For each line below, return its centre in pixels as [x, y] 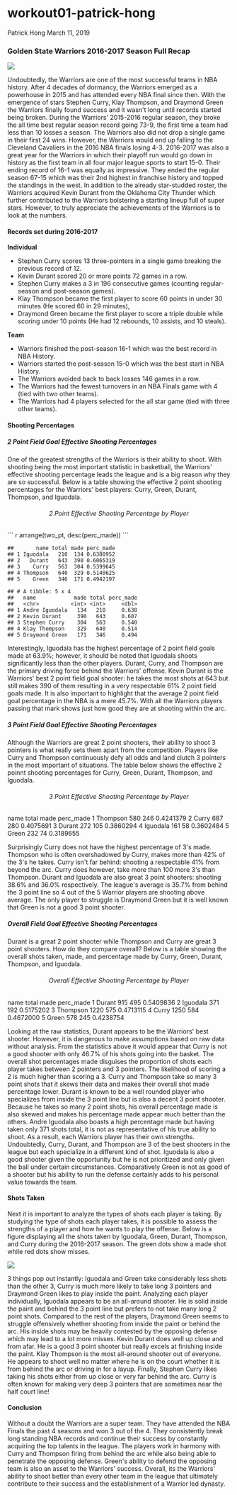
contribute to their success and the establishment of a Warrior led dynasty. [116, 1484]
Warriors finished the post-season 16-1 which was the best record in [117, 349]
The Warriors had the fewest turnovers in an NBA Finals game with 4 [117, 386]
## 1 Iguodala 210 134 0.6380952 [61, 554]
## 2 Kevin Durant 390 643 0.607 [73, 617]
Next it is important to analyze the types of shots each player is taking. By [115, 1214]
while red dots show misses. [49, 1251]
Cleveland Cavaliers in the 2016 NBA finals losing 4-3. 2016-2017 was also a [118, 147]
